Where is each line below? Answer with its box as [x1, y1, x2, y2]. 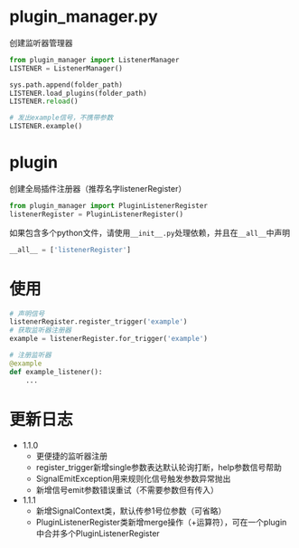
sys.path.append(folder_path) [9, 80, 124, 90]
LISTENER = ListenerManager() [9, 63, 124, 73]
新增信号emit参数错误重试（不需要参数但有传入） [35, 484, 219, 495]
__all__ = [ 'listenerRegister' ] [9, 245, 131, 254]
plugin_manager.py [9, 6, 158, 27]
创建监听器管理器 [9, 37, 73, 48]
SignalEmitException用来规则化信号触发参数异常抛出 [35, 473, 231, 484]
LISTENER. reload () [9, 97, 79, 106]
